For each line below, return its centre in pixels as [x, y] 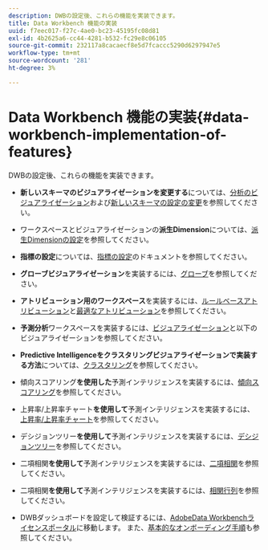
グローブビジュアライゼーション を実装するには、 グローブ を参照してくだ [138, 273]
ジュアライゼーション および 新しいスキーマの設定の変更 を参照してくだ [135, 202]
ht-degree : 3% [32, 68]
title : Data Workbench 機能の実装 [63, 23]
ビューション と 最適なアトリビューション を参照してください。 [129, 311]
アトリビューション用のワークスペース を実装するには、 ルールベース [132, 300]
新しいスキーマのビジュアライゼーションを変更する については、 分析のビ [139, 192]
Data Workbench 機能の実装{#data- [129, 117]
